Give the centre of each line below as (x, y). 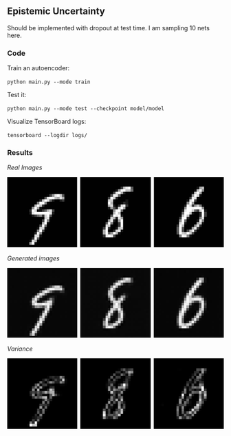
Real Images (25, 167)
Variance (20, 349)
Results (20, 153)
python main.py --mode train (49, 82)
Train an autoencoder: (38, 68)
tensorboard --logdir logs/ (47, 136)
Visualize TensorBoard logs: (47, 122)
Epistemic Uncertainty (56, 11)
